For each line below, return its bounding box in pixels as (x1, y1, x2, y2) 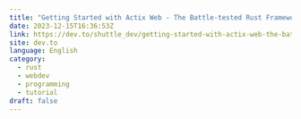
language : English (9, 47, 78, 55)
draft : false (9, 96, 58, 106)
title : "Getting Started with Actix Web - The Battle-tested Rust (9, 13, 262, 22)
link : (9, 30, 30, 38)
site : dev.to (9, 38, 58, 47)
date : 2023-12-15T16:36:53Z (9, 21, 115, 30)
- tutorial (17, 88, 58, 97)
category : (9, 55, 47, 64)
